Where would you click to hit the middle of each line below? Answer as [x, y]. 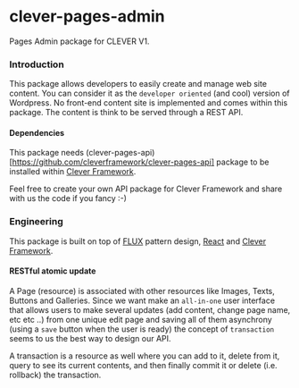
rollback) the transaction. [55, 375]
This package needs [47, 153]
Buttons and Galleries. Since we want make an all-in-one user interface [142, 300]
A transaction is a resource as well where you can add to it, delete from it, [145, 356]
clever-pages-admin [87, 17]
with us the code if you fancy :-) [68, 198]
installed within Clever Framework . [73, 172]
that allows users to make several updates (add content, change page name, [150, 309]
